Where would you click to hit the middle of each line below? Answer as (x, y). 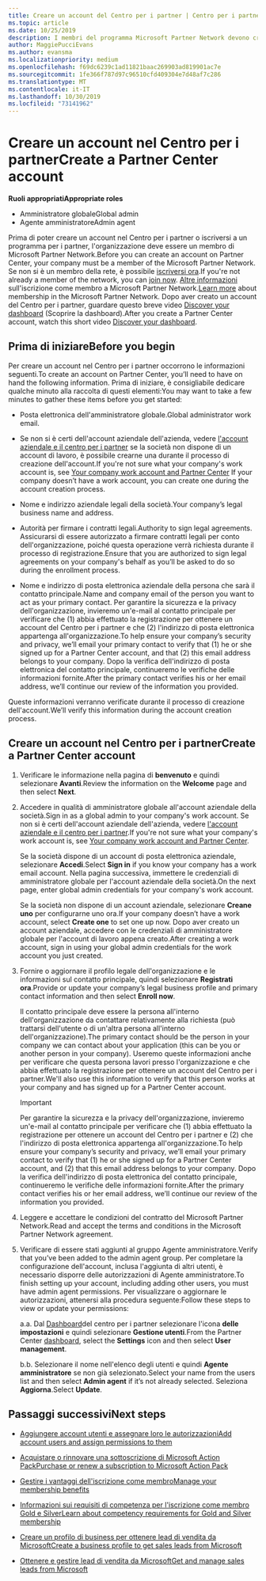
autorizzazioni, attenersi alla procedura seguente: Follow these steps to (135, 1300)
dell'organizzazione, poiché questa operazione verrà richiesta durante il (137, 545)
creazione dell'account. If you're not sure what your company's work (131, 463)
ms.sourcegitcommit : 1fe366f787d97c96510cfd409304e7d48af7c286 (115, 74)
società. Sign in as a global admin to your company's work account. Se (134, 815)
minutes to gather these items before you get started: (95, 399)
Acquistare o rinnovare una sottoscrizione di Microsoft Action (120, 1457)
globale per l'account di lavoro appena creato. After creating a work (129, 938)
